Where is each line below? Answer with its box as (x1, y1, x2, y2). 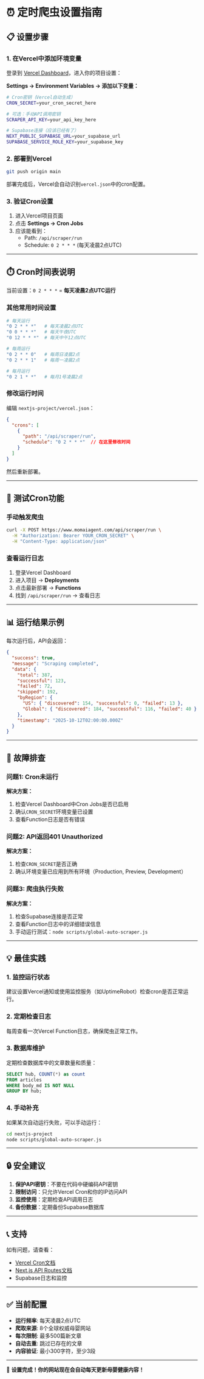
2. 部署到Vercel (6, 154, 52, 163)
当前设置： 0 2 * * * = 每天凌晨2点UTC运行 (6, 287, 116, 294)
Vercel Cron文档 (15, 1259, 56, 1266)
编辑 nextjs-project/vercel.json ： (6, 404, 95, 411)
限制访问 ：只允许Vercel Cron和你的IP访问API (15, 1188, 127, 1196)
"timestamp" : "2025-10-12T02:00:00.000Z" (17, 717, 123, 723)
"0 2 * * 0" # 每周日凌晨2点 (6, 351, 80, 357)
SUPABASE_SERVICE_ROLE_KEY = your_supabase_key (6, 139, 123, 145)
